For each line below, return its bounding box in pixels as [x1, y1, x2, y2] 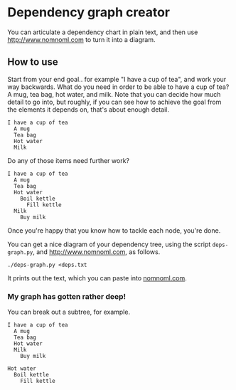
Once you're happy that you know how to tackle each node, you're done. [7, 226, 221, 235]
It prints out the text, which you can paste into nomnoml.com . [7, 273, 187, 282]
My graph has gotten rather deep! [7, 291, 127, 301]
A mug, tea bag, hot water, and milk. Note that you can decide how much [7, 90, 221, 98]
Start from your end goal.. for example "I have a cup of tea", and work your [7, 75, 226, 83]
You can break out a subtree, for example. [7, 307, 130, 317]
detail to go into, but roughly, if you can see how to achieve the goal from [7, 97, 222, 106]
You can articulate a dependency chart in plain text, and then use [7, 28, 198, 36]
